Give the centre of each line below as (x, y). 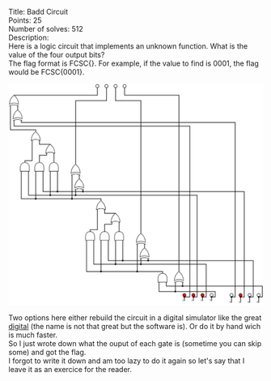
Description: (29, 37)
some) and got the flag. (47, 352)
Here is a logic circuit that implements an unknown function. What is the (128, 46)
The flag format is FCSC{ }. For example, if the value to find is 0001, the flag (133, 63)
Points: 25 (25, 20)
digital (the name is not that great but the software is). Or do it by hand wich (135, 326)
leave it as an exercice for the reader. (70, 369)
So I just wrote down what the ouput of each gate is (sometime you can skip (135, 343)
